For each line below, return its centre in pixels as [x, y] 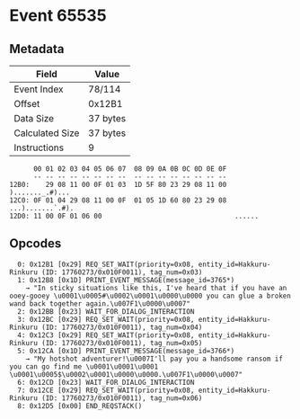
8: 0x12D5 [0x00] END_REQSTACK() [80, 406]
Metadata [37, 49]
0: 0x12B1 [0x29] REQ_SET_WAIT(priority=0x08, [106, 264]
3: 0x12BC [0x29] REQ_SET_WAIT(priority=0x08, [106, 319]
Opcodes [35, 244]
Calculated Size [47, 133]
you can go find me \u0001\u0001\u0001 [84, 366]
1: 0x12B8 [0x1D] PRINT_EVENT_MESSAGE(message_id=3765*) [126, 280]
